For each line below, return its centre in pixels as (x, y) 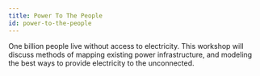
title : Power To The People (56, 16)
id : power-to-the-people (50, 23)
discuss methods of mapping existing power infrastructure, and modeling (130, 54)
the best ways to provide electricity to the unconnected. (102, 63)
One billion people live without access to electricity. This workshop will (126, 46)
